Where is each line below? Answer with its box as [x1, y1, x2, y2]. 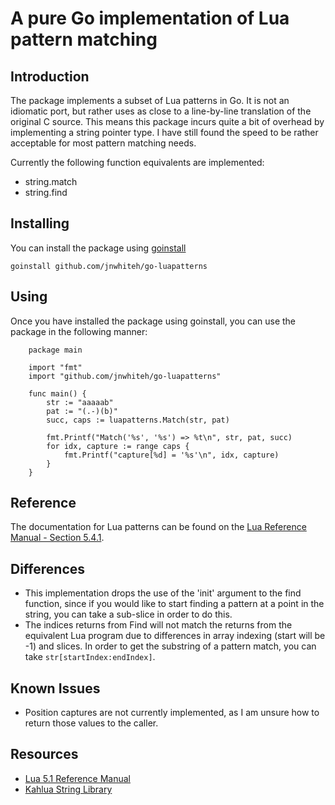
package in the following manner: [10, 325, 148, 337]
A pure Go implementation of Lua [10, 7, 290, 30]
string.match [24, 176, 78, 187]
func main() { [28, 388, 87, 399]
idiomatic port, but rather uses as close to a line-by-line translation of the [10, 105, 312, 117]
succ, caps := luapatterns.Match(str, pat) [46, 415, 230, 425]
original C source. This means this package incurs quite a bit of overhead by [10, 116, 325, 127]
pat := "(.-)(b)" [46, 406, 118, 416]
